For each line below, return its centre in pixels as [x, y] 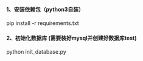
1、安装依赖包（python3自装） [45, 9]
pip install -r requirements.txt [43, 23]
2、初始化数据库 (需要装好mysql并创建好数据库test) [71, 38]
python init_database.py [37, 52]
